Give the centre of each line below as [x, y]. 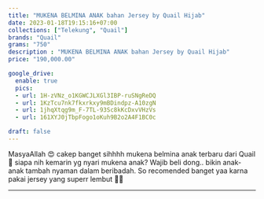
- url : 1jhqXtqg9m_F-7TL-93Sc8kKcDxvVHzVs [86, 110]
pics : [24, 88]
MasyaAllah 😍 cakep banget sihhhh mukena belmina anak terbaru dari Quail [132, 153]
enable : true [37, 81]
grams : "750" [29, 45]
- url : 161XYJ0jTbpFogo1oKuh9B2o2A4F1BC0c [86, 118]
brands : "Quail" [35, 37]
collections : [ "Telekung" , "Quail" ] [68, 30]
